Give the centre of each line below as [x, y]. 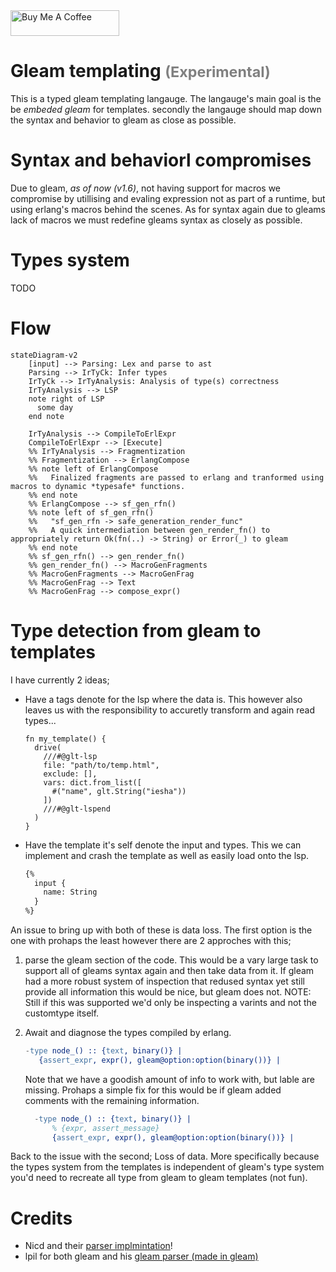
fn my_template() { [65, 739]
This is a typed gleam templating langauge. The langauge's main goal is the [166, 98]
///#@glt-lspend [77, 809]
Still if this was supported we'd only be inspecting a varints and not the [170, 1003]
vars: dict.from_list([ [92, 782]
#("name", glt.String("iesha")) [119, 791]
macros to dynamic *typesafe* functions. [98, 486]
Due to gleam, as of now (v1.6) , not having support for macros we [146, 188]
